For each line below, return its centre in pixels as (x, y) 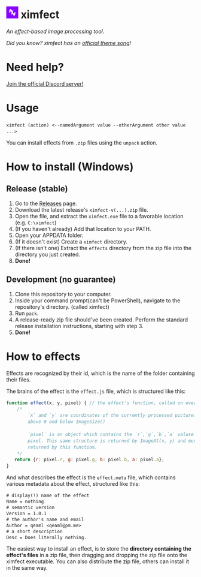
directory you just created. (48, 254)
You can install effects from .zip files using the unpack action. (82, 142)
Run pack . (27, 313)
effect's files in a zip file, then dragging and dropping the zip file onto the (97, 555)
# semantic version (31, 508)
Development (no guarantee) (61, 280)
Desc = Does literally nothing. (46, 538)
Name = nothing (25, 502)
